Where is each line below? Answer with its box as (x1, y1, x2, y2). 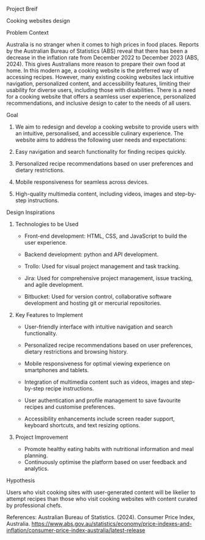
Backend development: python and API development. (24, 251, 159, 258)
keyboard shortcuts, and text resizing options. (24, 422, 141, 428)
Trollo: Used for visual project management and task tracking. (24, 263, 181, 270)
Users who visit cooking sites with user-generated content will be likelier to (6, 489, 196, 496)
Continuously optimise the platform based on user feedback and (24, 458, 187, 465)
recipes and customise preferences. (24, 403, 116, 410)
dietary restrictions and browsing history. (24, 348, 129, 355)
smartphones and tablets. (24, 367, 89, 373)
